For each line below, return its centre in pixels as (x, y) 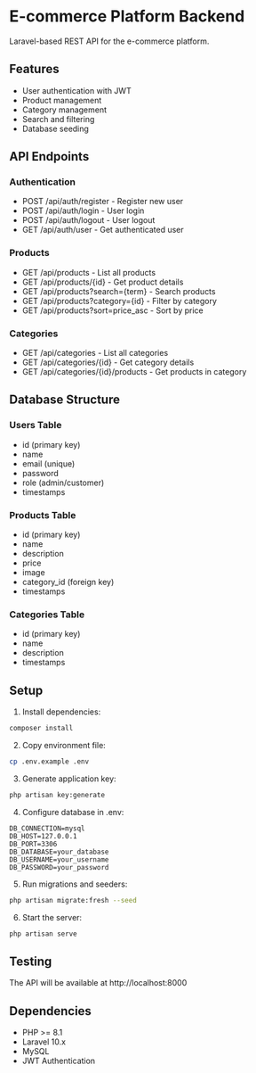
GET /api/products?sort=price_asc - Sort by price (113, 310)
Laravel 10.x (44, 1042)
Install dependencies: (61, 712)
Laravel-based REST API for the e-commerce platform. (109, 41)
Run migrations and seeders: (75, 884)
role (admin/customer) (63, 483)
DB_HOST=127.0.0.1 (43, 836)
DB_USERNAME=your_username (59, 859)
